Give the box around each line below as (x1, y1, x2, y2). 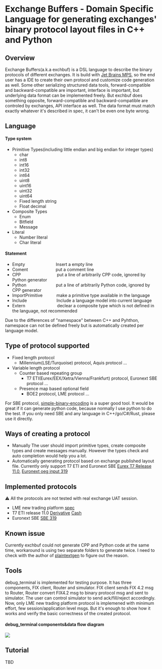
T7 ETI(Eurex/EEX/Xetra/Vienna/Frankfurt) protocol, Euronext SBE (26, 375, 158, 381)
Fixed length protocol (12, 354, 55, 360)
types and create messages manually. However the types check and (12, 448, 148, 454)
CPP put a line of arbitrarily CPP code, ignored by (12, 271, 146, 278)
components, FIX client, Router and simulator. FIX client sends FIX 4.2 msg (5, 584, 154, 590)
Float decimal (19, 203, 46, 209)
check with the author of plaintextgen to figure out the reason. (5, 553, 129, 559)
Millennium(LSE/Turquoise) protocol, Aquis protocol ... (19, 360, 127, 366)
